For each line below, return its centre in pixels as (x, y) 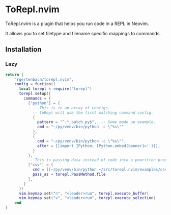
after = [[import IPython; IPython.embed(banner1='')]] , (99, 146)
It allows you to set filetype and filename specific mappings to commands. (83, 33)
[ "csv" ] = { (40, 165)
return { (15, 75)
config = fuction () (35, 84)
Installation (23, 50)
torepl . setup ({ (35, 94)
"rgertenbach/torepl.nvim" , (44, 79)
